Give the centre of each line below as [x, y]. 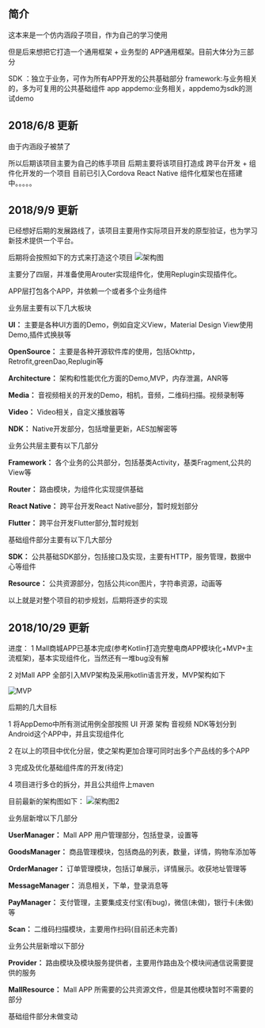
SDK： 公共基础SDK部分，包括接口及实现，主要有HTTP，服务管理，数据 [127, 556]
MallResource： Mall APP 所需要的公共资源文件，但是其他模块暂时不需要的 [131, 990]
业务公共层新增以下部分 [46, 946]
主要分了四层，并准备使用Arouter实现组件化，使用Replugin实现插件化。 [125, 274]
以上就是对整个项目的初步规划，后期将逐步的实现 [88, 600]
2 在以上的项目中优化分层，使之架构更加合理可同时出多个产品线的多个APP [129, 751]
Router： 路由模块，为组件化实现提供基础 [76, 489]
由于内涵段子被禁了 [40, 146]
